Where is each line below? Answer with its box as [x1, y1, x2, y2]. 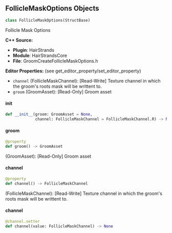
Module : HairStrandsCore [12, 52, 68, 59]
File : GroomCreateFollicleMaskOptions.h [12, 57, 98, 64]
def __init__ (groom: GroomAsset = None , [5, 111, 93, 117]
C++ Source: [5, 37, 33, 43]
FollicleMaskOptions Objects [5, 4, 99, 13]
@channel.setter [5, 219, 40, 224]
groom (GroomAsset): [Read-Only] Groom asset [12, 88, 112, 94]
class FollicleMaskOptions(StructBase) [5, 17, 91, 23]
